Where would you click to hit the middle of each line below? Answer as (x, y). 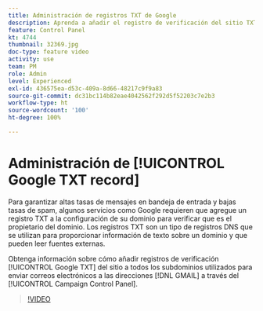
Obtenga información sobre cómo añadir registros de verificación (113, 258)
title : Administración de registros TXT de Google (92, 15)
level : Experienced (40, 81)
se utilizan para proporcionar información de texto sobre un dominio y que (128, 235)
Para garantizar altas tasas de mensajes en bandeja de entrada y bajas (122, 202)
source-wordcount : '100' (49, 111)
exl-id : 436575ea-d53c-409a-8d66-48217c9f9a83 (85, 88)
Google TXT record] (74, 180)
